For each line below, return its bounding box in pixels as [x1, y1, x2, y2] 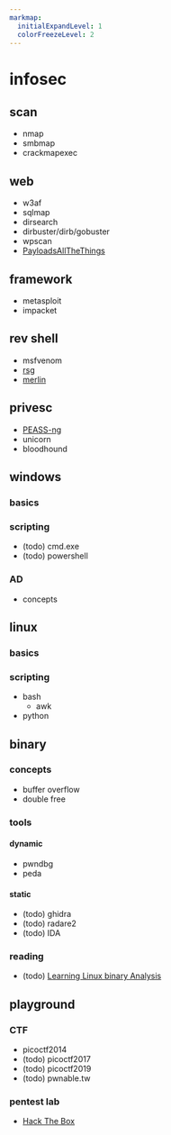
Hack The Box [22, 1116, 75, 1127]
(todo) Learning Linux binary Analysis [22, 970, 162, 982]
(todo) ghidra [22, 909, 72, 920]
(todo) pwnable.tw [22, 1073, 91, 1084]
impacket [22, 305, 58, 315]
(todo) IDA [22, 928, 61, 939]
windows [9, 469, 62, 485]
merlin [22, 374, 47, 385]
